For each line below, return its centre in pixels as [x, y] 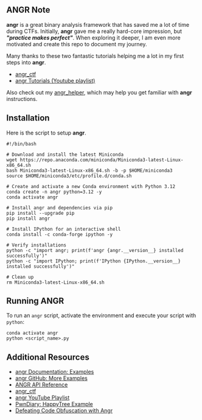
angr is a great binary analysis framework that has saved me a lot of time [98, 24]
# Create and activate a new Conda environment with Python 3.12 [91, 186]
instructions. [22, 99]
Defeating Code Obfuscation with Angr [64, 411]
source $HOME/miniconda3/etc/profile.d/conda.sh [69, 176]
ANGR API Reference [41, 385]
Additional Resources [48, 357]
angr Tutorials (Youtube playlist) [55, 80]
